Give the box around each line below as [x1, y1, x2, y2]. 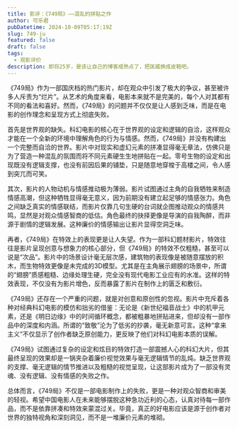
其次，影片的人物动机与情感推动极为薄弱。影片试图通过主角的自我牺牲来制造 [7, 184, 231, 193]
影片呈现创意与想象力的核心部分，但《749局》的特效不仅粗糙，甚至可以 [19, 244, 229, 252]
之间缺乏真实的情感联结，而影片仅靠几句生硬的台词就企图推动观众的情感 [7, 202, 218, 210]
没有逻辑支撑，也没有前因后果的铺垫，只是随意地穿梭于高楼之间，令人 [19, 160, 225, 169]
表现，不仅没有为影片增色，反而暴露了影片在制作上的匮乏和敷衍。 [13, 279, 206, 288]
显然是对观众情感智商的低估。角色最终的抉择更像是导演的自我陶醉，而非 [19, 210, 231, 220]
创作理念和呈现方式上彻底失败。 [19, 110, 113, 118]
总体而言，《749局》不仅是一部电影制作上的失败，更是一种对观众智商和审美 [7, 386, 227, 395]
